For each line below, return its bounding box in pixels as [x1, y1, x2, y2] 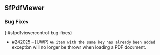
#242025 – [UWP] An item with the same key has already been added [11, 39, 156, 45]
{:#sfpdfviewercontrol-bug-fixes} [4, 29, 72, 36]
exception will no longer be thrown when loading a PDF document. [11, 44, 147, 50]
